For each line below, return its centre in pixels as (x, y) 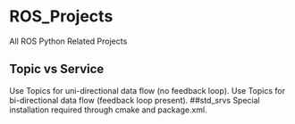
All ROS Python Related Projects (68, 41)
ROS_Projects (61, 17)
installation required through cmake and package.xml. (108, 110)
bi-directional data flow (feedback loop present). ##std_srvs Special (135, 100)
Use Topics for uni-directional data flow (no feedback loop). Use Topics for (147, 90)
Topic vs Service (57, 69)
